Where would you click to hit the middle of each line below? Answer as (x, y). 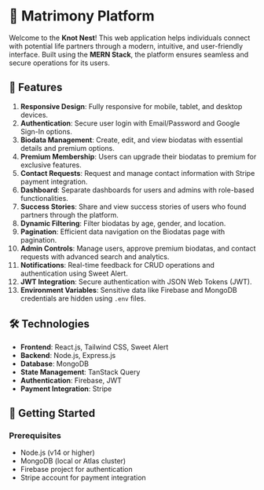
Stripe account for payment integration (83, 477)
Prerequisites (35, 435)
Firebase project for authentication (76, 470)
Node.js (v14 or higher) (57, 453)
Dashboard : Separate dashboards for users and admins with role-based (137, 190)
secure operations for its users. (60, 63)
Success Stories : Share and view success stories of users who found (133, 207)
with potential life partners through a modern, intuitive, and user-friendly (126, 46)
